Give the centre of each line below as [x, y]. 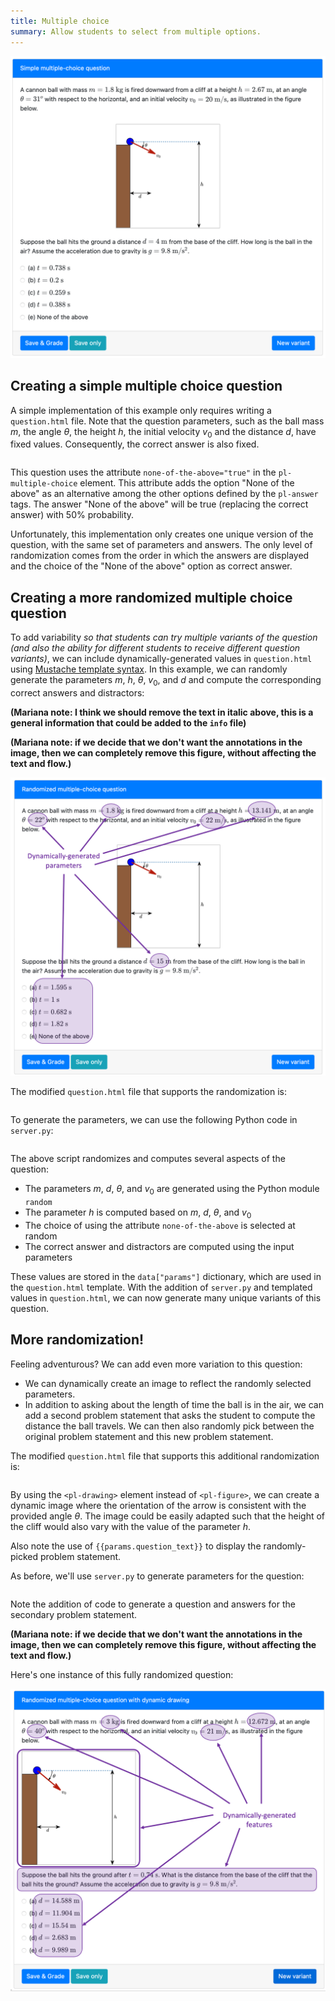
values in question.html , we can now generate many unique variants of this [166, 1298]
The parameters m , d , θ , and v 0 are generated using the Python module [172, 1190]
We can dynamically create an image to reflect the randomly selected [168, 1383]
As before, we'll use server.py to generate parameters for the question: [157, 1576]
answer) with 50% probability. [72, 515]
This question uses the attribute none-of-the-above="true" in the [143, 472]
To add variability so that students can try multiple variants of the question [164, 637]
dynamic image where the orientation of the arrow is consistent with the [158, 1505]
